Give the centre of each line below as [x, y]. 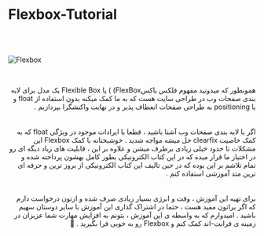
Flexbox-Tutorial [63, 15]
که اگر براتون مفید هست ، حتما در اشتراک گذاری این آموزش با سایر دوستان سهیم [137, 206]
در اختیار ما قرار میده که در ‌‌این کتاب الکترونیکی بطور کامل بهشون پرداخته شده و [138, 156]
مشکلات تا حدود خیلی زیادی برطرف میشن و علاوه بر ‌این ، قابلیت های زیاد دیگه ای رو [132, 148]
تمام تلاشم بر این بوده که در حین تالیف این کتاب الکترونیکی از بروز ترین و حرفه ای [137, 165]
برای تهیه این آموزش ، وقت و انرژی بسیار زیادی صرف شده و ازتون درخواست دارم [136, 198]
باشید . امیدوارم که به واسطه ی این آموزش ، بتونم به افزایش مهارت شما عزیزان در [135, 215]
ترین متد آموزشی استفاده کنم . [211, 173]
